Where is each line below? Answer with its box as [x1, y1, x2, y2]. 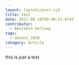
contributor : [5, 21, 33, 27]
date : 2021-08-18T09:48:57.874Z [5, 17, 74, 22]
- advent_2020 [10, 36, 40, 41]
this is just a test [5, 54, 40, 60]
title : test [5, 12, 31, 17]
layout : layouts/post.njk [5, 7, 60, 13]
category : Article [5, 40, 44, 45]
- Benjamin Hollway [10, 26, 51, 31]
